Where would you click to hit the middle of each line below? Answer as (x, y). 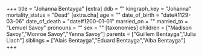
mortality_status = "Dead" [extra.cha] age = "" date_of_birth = (83, 15)
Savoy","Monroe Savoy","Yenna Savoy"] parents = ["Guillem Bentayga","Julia (101, 34)
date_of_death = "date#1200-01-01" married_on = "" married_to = (107, 21)
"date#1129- (176, 15)
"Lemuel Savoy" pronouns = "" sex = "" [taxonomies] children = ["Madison (99, 27)
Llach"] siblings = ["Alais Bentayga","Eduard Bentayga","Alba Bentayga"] (96, 40)
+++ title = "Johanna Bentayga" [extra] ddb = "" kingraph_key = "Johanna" (99, 9)
